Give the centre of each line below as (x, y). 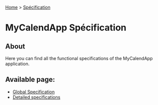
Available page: (30, 80)
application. (17, 64)
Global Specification (34, 92)
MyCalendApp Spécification (66, 28)
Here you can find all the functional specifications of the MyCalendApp (79, 58)
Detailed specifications (36, 97)
